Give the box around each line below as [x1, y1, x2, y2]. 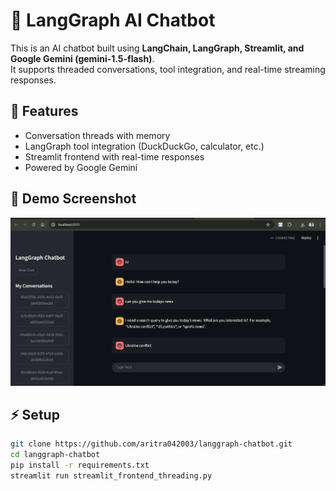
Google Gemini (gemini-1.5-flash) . [10, 52, 155, 64]
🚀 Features [10, 103, 79, 120]
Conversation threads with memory [24, 129, 171, 141]
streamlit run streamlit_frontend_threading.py [10, 470, 213, 481]
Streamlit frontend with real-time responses [24, 150, 205, 163]
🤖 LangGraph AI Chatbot [10, 9, 216, 32]
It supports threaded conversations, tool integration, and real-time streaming [10, 63, 326, 75]
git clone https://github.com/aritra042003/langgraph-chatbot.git [10, 439, 293, 449]
